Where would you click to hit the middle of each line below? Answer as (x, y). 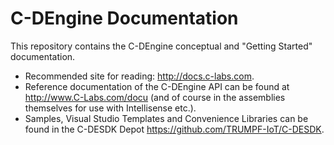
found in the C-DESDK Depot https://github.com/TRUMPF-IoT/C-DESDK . (174, 129)
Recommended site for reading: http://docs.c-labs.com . (139, 76)
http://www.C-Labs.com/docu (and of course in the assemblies (155, 97)
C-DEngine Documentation (124, 18)
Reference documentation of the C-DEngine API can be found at (157, 86)
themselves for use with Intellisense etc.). (110, 108)
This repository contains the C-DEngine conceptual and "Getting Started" (161, 46)
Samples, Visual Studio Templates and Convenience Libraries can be (166, 118)
